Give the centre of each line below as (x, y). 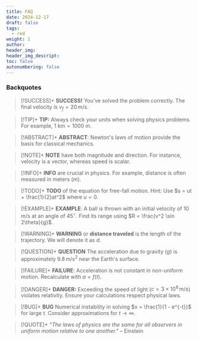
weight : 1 (18, 39)
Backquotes (24, 88)
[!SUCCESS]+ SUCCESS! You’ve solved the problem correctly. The (103, 100)
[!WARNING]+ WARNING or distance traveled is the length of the (101, 234)
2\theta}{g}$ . (37, 223)
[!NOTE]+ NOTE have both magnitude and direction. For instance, (101, 155)
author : (16, 45)
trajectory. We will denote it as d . (61, 240)
